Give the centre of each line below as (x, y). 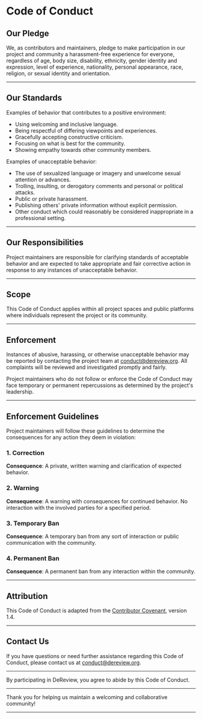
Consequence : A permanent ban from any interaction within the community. (101, 571)
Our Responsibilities (45, 243)
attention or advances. (43, 180)
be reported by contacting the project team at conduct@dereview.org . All (97, 361)
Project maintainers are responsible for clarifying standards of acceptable (97, 257)
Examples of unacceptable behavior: (52, 162)
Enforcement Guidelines (53, 416)
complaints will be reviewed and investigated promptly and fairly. (87, 367)
